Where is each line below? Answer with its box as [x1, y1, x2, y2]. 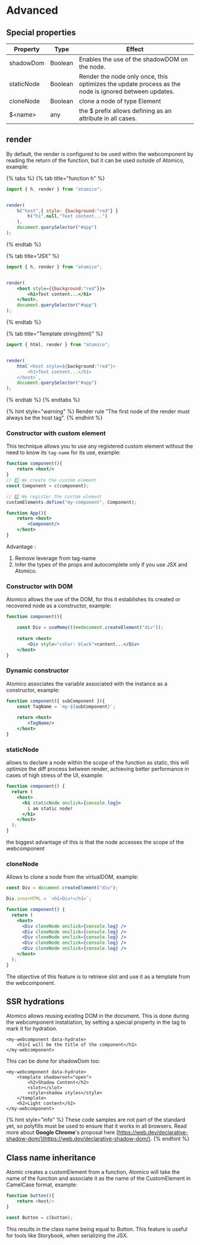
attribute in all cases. [79, 114, 137, 123]
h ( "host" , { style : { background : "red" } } [17, 207, 118, 214]
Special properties [6, 27, 76, 38]
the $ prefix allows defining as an [79, 107, 172, 115]
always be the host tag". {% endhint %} [6, 414, 103, 421]
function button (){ [6, 1193, 55, 1199]
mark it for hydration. [6, 1025, 58, 1032]
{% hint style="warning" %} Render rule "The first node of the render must [6, 408, 190, 415]
